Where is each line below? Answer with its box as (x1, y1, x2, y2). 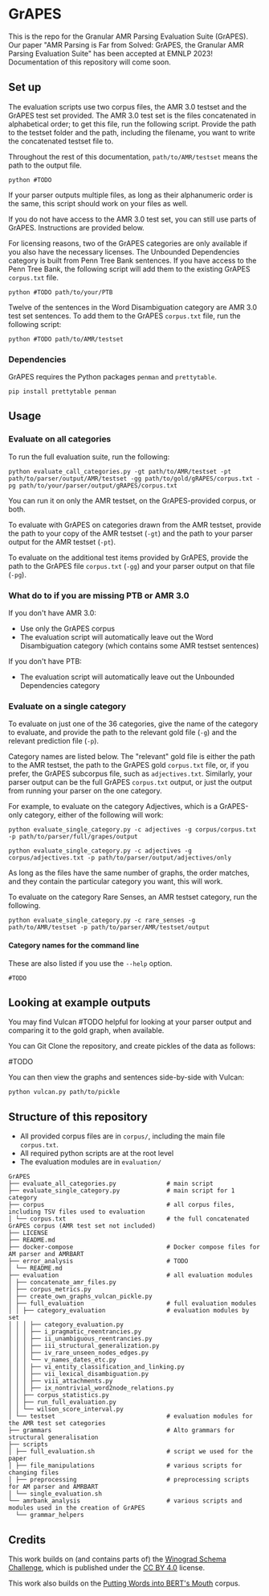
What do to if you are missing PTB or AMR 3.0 (8, 590, 190, 601)
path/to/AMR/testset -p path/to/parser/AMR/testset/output (8, 923, 210, 931)
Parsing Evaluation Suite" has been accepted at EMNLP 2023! (8, 48, 213, 58)
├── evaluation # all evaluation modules (8, 1271, 253, 1279)
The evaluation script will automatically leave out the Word (19, 632, 214, 642)
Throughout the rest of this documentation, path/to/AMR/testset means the (8, 151, 259, 161)
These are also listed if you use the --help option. (8, 958, 173, 968)
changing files (8, 1469, 59, 1477)
